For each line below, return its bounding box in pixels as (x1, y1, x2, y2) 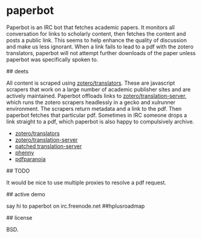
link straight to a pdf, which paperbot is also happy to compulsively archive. (6, 117, 195, 125)
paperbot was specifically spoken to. (6, 56, 99, 63)
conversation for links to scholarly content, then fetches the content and (6, 30, 186, 37)
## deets (6, 67, 29, 74)
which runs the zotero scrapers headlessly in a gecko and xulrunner (6, 98, 176, 106)
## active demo (6, 190, 45, 197)
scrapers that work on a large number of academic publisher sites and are (6, 85, 191, 93)
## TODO (6, 167, 30, 174)
